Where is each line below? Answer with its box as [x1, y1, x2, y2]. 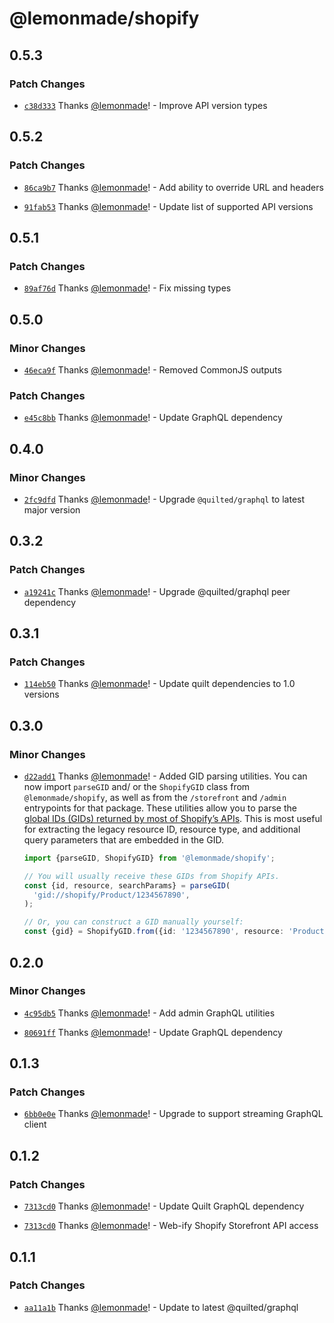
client [23, 1118, 47, 1131]
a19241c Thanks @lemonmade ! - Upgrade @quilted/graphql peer [23, 585, 291, 597]
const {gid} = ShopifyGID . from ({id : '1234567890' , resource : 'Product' [23, 927, 329, 937]
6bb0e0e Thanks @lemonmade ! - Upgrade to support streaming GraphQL [23, 1108, 324, 1120]
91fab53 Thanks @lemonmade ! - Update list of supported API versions [23, 200, 314, 212]
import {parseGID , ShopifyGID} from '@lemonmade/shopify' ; [23, 853, 276, 863]
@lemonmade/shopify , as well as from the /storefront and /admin [23, 791, 287, 803]
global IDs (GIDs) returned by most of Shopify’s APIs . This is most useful [23, 812, 323, 824]
